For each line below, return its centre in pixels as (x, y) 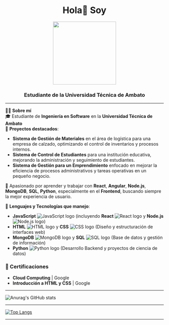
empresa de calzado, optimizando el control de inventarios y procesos (85, 144)
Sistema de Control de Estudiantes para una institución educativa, (82, 155)
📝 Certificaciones (27, 267)
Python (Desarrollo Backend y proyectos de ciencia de (85, 248)
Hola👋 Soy (84, 10)
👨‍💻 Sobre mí (18, 111)
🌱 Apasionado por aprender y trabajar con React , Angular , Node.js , (75, 186)
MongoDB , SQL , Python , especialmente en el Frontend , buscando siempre (83, 191)
